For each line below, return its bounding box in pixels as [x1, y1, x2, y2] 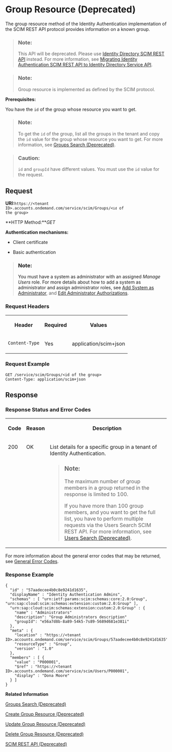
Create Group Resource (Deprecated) [5, 711, 84, 717]
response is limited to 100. [64, 491, 129, 498]
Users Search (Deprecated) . [64, 534, 132, 541]
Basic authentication [12, 249, 56, 255]
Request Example [5, 360, 50, 368]
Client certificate [12, 239, 48, 245]
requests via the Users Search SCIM [64, 521, 152, 529]
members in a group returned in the [64, 484, 149, 492]
